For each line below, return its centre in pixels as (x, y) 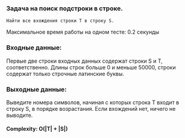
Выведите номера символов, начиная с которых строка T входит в (93, 102)
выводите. (20, 115)
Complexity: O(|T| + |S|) (37, 129)
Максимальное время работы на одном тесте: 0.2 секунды (83, 32)
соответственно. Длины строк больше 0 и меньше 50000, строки (91, 67)
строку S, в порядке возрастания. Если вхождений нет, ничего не (91, 108)
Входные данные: (34, 48)
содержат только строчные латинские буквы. (65, 74)
